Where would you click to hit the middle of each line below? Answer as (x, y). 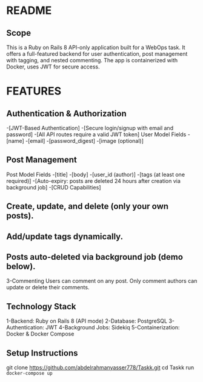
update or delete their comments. (48, 288)
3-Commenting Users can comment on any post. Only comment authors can (102, 281)
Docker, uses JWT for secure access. (53, 67)
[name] (15, 141)
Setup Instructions (42, 353)
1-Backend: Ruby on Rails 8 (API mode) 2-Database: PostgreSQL (87, 321)
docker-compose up (29, 374)
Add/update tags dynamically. (65, 236)
